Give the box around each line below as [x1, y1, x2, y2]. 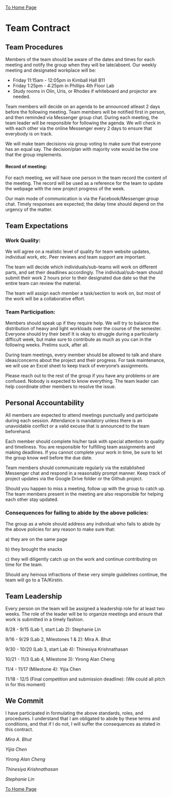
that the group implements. [5, 151, 63, 158]
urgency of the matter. [5, 206, 53, 212]
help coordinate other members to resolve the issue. [5, 383, 116, 390]
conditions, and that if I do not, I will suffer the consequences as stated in [5, 721, 161, 727]
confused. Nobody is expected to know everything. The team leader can [5, 378, 159, 384]
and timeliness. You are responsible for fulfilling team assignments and [5, 444, 155, 450]
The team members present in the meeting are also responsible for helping [5, 491, 163, 497]
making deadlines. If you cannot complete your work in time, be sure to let [5, 449, 163, 455]
